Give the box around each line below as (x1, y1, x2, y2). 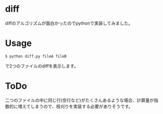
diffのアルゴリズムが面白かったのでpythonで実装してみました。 (5, 20, 133, 26)
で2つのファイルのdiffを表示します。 (5, 63, 78, 69)
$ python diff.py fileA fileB (5, 54, 67, 59)
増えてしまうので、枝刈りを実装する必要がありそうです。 (18, 103, 133, 109)
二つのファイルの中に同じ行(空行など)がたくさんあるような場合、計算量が (5, 97, 154, 103)
